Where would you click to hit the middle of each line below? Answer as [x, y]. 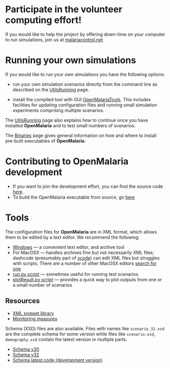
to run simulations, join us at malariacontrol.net [54, 40]
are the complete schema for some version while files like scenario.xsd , [80, 334]
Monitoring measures [35, 319]
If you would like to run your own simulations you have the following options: [85, 74]
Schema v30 [26, 349]
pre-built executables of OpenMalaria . [46, 140]
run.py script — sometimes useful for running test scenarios [75, 274]
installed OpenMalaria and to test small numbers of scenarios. [71, 125]
